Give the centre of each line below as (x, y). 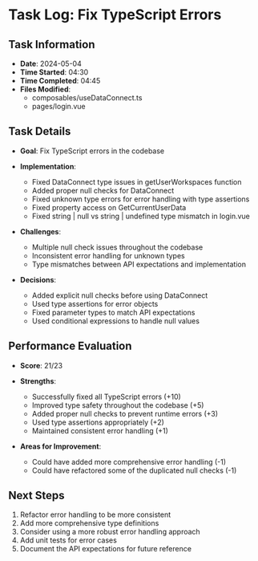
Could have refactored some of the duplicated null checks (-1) (134, 470)
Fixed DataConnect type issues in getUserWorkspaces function (137, 181)
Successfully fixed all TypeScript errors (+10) (107, 396)
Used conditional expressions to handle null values (116, 321)
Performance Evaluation (70, 346)
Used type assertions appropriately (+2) (98, 422)
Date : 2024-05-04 (50, 63)
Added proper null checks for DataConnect (103, 190)
